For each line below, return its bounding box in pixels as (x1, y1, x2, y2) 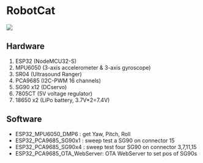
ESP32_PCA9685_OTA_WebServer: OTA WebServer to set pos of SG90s (15, 150, 197, 157)
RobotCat (6, 4, 56, 18)
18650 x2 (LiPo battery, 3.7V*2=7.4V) (15, 96, 110, 104)
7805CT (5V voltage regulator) (15, 90, 93, 97)
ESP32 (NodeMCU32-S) (15, 57, 77, 65)
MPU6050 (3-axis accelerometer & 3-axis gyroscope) (15, 63, 151, 71)
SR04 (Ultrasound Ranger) (15, 70, 83, 78)
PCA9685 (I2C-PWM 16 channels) (15, 77, 102, 84)
